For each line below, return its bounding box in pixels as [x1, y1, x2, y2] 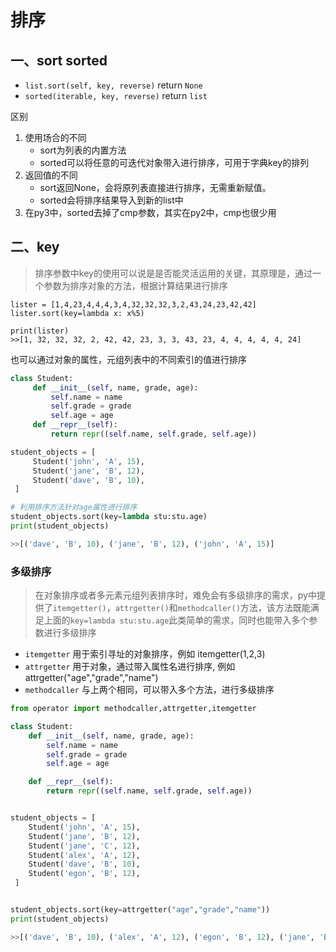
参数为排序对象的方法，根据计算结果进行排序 [43, 279, 228, 291]
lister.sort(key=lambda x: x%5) [10, 308, 145, 318]
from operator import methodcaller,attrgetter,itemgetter [10, 704, 257, 714]
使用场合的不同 [24, 132, 87, 143]
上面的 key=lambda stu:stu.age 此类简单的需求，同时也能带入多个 [43, 614, 310, 626]
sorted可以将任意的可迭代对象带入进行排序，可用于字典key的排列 [39, 157, 310, 168]
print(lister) [10, 326, 70, 336]
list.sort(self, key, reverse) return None [24, 79, 203, 91]
